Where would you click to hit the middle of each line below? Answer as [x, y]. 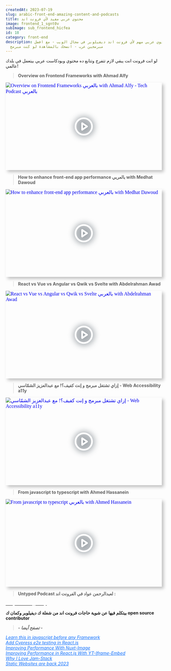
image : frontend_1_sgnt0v [32, 24]
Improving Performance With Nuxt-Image [48, 648]
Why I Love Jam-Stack [29, 658]
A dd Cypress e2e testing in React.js [42, 642]
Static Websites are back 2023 [37, 664]
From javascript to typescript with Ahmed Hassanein [73, 492]
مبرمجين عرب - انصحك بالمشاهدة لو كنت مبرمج [57, 47]
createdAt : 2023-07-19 [29, 10]
